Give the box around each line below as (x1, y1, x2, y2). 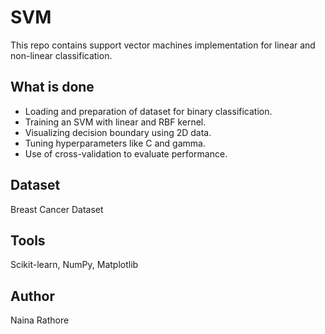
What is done (10, 79, 95, 96)
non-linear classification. (10, 49, 113, 61)
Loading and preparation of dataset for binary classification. (24, 105, 273, 117)
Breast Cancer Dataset (10, 203, 104, 215)
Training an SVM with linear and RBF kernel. (24, 116, 207, 128)
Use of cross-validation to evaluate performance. (24, 147, 228, 160)
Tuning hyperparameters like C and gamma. (24, 137, 206, 149)
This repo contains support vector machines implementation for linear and (10, 39, 316, 51)
